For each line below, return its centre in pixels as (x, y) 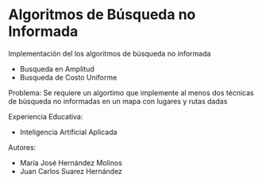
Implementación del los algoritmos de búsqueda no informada (110, 53)
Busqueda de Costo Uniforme (68, 77)
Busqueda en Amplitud (57, 68)
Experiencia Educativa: (46, 116)
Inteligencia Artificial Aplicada (68, 132)
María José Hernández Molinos (71, 163)
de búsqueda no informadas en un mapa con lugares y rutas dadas (118, 101)
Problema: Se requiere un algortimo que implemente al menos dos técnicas (131, 92)
